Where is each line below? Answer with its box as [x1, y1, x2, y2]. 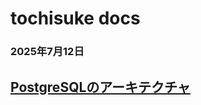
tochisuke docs [10, 7, 141, 30]
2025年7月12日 [10, 45, 85, 59]
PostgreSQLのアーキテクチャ [10, 78, 191, 96]
